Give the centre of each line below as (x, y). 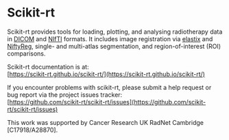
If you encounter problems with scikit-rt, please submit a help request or (109, 87)
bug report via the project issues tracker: (65, 95)
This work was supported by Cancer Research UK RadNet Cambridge (106, 122)
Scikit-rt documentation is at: (48, 67)
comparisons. (26, 54)
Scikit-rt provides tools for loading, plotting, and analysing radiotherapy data (115, 32)
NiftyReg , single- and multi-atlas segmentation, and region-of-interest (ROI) (114, 46)
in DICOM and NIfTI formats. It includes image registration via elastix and (110, 38)
